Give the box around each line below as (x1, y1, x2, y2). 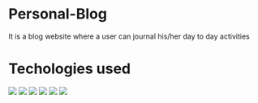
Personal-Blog (8, 5, 108, 23)
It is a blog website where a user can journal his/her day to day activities (8, 31, 250, 41)
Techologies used (8, 60, 131, 78)
